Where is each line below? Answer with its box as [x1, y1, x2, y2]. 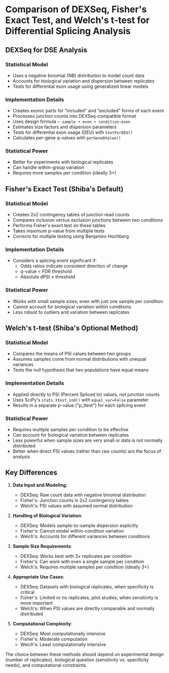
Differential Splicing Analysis [5, 26, 131, 37]
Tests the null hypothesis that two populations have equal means [12, 367, 149, 373]
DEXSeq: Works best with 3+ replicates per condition [20, 553, 132, 559]
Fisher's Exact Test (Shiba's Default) [5, 185, 124, 193]
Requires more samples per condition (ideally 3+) [12, 170, 117, 176]
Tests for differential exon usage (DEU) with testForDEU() [12, 129, 133, 136]
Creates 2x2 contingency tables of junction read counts [12, 212, 130, 218]
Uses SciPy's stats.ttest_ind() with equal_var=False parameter [12, 396, 149, 403]
